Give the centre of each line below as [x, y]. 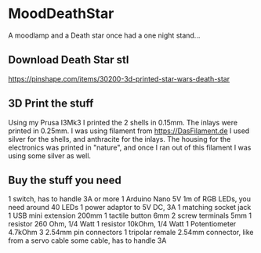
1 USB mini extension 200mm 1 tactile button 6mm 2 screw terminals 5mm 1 [130, 215]
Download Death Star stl [69, 60]
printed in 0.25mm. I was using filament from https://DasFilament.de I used [129, 131]
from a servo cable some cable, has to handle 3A [87, 240]
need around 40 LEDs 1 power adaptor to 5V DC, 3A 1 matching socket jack [130, 208]
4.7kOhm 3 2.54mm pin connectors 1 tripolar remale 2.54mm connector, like [131, 233]
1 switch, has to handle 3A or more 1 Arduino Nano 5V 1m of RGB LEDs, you [130, 199]
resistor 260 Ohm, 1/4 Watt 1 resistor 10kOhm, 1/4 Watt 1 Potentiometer [122, 224]
